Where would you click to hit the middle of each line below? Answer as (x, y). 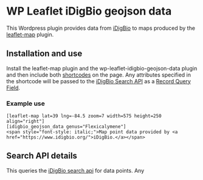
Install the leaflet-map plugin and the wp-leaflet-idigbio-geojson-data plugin (102, 68)
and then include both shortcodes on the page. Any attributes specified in (99, 75)
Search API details (42, 156)
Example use (26, 103)
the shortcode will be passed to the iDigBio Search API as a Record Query (99, 81)
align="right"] (26, 122)
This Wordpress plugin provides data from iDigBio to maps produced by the (101, 28)
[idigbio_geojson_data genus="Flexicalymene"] (66, 127)
